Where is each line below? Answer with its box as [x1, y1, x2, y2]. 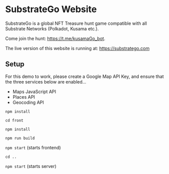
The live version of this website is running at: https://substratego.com [5, 45, 150, 51]
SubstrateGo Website [5, 4, 97, 15]
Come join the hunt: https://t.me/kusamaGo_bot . [5, 35, 105, 41]
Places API [12, 94, 35, 100]
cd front [5, 118, 24, 123]
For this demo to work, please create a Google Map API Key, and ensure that [5, 73, 164, 79]
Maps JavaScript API [12, 89, 57, 95]
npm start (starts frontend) [5, 144, 62, 150]
